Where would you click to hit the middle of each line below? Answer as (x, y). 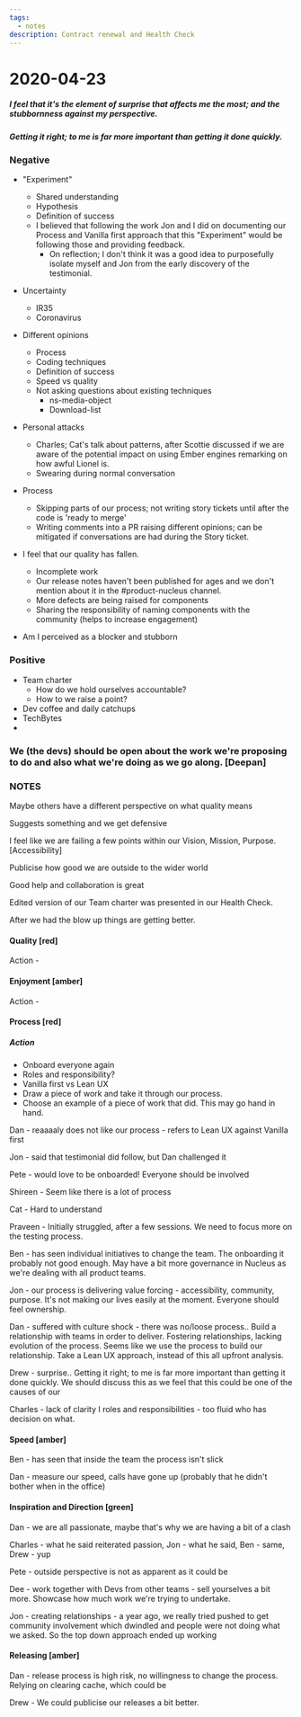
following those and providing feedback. (111, 245)
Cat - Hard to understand (56, 1209)
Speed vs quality (67, 381)
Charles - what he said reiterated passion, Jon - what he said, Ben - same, (147, 1544)
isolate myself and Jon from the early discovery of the (149, 264)
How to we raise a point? (81, 698)
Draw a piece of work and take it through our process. (122, 1094)
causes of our (35, 1392)
